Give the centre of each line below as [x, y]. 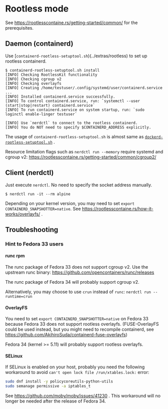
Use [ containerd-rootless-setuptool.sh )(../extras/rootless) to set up [76, 56]
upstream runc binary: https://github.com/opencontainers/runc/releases [80, 272]
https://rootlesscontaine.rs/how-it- [118, 209]
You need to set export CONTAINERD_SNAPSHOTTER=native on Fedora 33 [77, 319]
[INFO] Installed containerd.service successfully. [60, 96]
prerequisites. [20, 28]
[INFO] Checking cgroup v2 [33, 79]
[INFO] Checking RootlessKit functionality [51, 75]
